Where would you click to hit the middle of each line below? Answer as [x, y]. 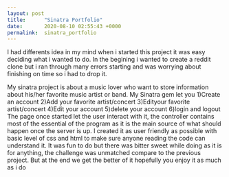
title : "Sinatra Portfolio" [55, 20]
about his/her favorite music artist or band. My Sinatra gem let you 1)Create [114, 95]
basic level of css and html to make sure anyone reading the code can [106, 139]
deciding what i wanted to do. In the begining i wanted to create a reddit [109, 60]
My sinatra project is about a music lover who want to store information [108, 87]
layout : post [26, 13]
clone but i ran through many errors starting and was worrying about [104, 67]
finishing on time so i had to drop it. [57, 74]
